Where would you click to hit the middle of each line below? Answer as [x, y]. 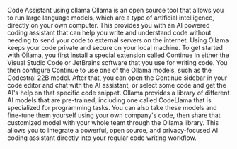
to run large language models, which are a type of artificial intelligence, [111, 18]
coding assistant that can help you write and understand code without [109, 32]
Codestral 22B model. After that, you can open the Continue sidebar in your [117, 78]
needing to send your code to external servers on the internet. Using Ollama [118, 40]
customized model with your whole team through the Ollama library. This [113, 123]
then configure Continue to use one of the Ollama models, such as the [110, 70]
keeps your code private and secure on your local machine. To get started [115, 48]
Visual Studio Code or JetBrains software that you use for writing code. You [117, 62]
